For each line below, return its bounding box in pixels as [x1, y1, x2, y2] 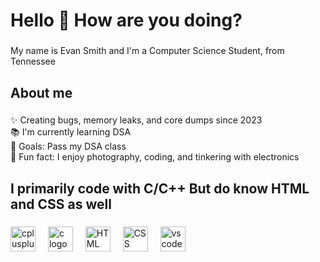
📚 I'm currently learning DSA [10, 126, 132, 138]
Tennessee [10, 55, 56, 68]
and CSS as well [10, 195, 112, 213]
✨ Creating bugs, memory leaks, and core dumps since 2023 [10, 114, 263, 126]
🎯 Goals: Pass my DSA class [10, 140, 127, 153]
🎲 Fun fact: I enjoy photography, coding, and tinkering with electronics [10, 151, 300, 163]
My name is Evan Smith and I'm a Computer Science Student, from [10, 45, 285, 57]
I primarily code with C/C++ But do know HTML [10, 180, 310, 197]
